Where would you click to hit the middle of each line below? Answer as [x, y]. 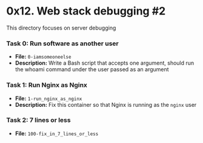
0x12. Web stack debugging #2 [86, 11]
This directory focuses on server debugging [61, 28]
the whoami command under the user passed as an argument [92, 69]
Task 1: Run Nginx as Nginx [47, 85]
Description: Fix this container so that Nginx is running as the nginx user [106, 104]
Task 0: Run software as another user [63, 43]
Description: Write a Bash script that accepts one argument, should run [105, 63]
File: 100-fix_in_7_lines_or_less [57, 133]
